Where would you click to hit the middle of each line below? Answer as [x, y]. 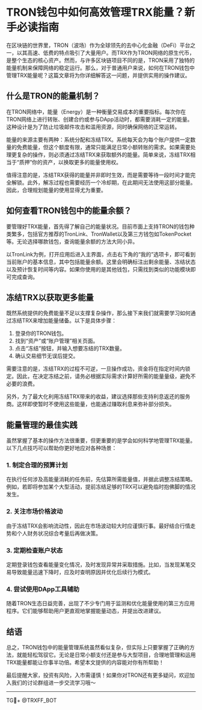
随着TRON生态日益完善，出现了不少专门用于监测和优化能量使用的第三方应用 [101, 603]
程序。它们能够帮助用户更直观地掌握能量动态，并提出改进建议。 [85, 611]
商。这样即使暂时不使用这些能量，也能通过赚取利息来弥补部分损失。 [90, 404]
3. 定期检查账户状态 [35, 550]
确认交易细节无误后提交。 [47, 356]
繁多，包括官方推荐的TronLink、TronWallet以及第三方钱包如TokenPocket [101, 234]
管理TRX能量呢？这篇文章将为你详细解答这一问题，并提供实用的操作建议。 [98, 75]
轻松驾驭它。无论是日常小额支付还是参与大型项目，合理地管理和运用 [111, 655]
